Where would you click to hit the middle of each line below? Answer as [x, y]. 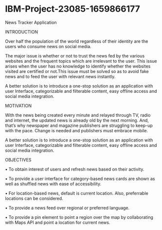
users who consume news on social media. [48, 46]
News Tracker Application [31, 22]
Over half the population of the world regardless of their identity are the [77, 41]
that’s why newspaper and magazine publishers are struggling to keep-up [79, 125]
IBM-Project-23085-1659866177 [72, 9]
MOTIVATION [18, 106]
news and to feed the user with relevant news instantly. [60, 76]
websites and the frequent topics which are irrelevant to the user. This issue [81, 61]
